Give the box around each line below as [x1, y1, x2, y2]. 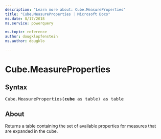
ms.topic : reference [5, 30, 47, 35]
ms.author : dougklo [5, 39, 45, 44]
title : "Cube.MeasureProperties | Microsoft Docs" [5, 12, 111, 17]
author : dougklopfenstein [5, 34, 58, 39]
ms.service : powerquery [5, 20, 54, 26]
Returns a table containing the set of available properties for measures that [5, 123, 156, 129]
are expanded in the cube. [5, 128, 58, 134]
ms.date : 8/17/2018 [5, 16, 45, 21]
